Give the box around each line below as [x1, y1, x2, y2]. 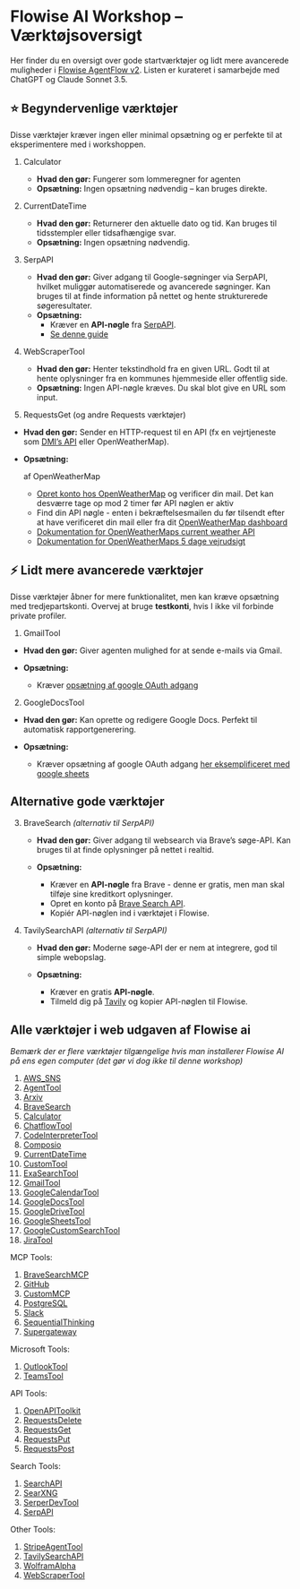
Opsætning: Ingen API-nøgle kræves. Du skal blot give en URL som [36, 382, 286, 393]
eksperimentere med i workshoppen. [10, 139, 146, 150]
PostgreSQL [22, 1298, 68, 1309]
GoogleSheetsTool [22, 1215, 91, 1226]
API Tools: [10, 1388, 47, 1399]
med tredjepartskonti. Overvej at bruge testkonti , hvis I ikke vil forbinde [10, 600, 274, 611]
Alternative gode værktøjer [10, 794, 165, 809]
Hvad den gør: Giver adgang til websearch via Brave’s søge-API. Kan [36, 835, 292, 846]
